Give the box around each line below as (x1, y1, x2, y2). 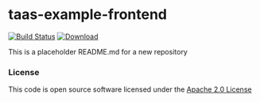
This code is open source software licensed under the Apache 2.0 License (8, 85, 252, 94)
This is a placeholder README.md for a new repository (8, 47, 188, 56)
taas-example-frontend (8, 6, 168, 24)
